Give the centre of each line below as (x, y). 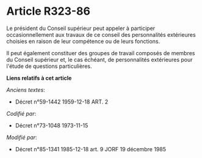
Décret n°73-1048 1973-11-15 (52, 125)
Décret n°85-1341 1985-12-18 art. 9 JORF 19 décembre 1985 (91, 149)
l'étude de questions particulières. (49, 66)
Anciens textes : (26, 89)
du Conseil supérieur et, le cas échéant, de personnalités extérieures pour (99, 59)
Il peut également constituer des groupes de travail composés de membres (101, 53)
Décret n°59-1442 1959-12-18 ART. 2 (62, 102)
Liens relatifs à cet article (39, 78)
